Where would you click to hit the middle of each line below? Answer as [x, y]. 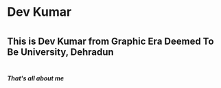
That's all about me [36, 78]
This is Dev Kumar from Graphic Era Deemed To [110, 42]
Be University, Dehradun [61, 52]
